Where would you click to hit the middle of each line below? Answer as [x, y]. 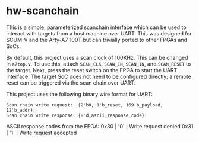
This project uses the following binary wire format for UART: [80, 94]
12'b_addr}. [21, 110]
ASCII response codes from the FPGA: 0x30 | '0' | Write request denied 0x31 [100, 126]
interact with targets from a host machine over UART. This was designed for [99, 33]
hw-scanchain [42, 11]
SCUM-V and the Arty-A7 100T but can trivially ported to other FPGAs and [97, 40]
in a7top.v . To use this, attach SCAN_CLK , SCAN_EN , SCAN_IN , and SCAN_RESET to [99, 64]
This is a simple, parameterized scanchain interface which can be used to [96, 27]
